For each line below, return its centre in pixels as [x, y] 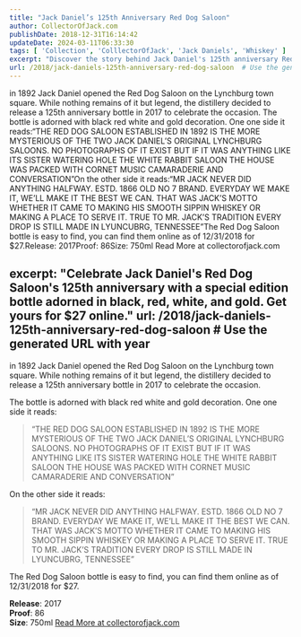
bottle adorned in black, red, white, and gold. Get [148, 302]
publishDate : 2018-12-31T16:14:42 [74, 34]
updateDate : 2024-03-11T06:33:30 [72, 43]
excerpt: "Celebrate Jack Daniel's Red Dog [131, 274]
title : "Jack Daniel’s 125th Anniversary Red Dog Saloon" [120, 17]
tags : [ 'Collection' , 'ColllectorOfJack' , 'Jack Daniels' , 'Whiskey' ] [148, 51]
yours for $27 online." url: [83, 316]
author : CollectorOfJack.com [64, 26]
